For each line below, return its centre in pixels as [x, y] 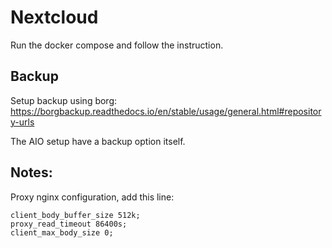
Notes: [31, 172]
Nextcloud [54, 17]
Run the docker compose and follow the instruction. [117, 45]
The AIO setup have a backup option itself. [98, 141]
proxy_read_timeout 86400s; [69, 224]
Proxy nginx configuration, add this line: [92, 197]
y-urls [22, 122]
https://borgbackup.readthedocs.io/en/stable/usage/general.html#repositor [166, 111]
